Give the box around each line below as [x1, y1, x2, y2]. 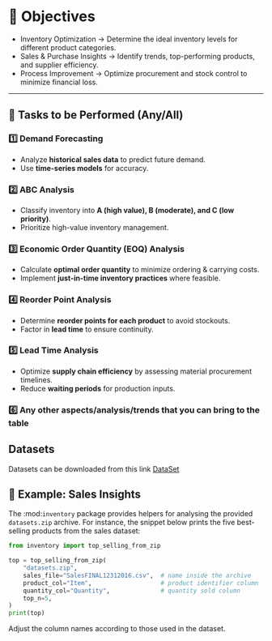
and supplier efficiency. [19, 60, 99, 70]
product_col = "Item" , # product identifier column [23, 579, 259, 587]
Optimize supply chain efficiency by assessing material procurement [19, 366, 253, 376]
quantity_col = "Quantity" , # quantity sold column [23, 587, 241, 595]
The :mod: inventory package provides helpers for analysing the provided [8, 509, 253, 519]
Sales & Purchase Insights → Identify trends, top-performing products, [19, 51, 255, 61]
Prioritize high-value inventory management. [19, 222, 169, 232]
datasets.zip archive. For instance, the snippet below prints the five [8, 518, 236, 528]
